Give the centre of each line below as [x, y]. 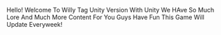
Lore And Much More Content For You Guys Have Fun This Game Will [106, 17]
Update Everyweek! [35, 24]
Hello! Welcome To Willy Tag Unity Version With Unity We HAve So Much [110, 10]
